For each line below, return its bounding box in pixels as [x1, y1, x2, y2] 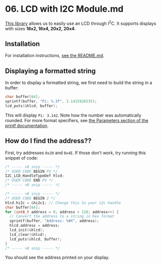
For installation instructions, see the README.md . [5, 53, 105, 59]
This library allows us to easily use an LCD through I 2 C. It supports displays [5, 20, 157, 26]
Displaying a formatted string [5, 67, 96, 75]
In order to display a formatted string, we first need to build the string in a [5, 80, 152, 86]
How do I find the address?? [5, 137, 92, 145]
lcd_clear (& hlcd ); [9, 232, 47, 237]
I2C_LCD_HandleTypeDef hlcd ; [5, 173, 64, 179]
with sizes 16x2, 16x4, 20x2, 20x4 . [5, 25, 76, 31]
